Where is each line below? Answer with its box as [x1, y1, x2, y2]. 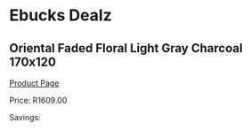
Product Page [9, 78, 60, 89]
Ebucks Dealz [9, 5, 113, 26]
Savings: [9, 112, 42, 122]
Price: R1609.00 [9, 95, 68, 105]
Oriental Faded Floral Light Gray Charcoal [9, 41, 243, 56]
